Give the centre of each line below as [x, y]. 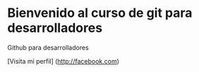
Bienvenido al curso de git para [100, 13]
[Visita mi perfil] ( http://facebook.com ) [64, 61]
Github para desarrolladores [48, 47]
